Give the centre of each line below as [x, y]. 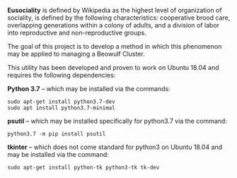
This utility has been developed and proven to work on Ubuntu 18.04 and [113, 67]
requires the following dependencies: [62, 75]
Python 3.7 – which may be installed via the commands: [89, 89]
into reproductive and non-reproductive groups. [77, 32]
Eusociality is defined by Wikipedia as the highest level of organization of [115, 10]
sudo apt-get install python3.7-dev [61, 102]
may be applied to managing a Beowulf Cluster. [76, 54]
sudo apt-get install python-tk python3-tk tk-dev [83, 167]
